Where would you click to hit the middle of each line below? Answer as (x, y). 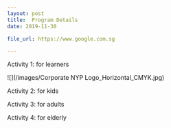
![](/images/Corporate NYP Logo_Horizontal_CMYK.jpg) (86, 78)
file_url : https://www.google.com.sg (61, 39)
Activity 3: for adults (36, 105)
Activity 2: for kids (33, 91)
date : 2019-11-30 (32, 26)
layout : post (26, 13)
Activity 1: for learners (38, 64)
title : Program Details (43, 20)
